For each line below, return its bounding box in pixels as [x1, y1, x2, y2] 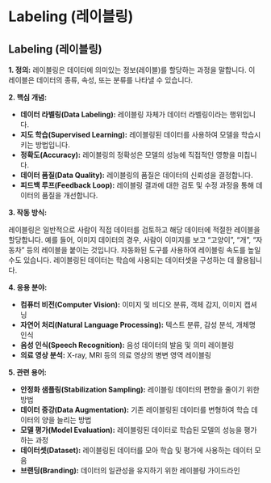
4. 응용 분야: [8, 282, 48, 292]
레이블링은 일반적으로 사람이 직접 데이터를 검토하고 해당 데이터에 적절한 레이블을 [8, 225, 261, 235]
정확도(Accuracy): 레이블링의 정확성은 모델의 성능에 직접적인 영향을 [19, 150, 236, 159]
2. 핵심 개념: [8, 92, 47, 102]
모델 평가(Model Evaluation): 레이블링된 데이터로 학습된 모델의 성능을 [19, 426, 243, 434]
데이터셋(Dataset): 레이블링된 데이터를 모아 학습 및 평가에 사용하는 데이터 [19, 446, 253, 455]
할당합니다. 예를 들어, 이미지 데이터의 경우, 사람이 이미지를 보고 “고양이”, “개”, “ [8, 235, 256, 244]
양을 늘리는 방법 [41, 415, 92, 425]
